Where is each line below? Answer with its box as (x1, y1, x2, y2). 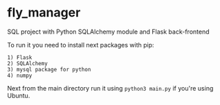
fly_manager (7, 5, 81, 21)
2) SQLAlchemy (7, 60, 48, 67)
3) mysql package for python (7, 66, 91, 73)
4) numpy (7, 72, 33, 79)
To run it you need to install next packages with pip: (7, 40, 154, 49)
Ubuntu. (7, 91, 30, 100)
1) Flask (7, 54, 33, 61)
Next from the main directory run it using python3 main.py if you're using (7, 84, 214, 92)
